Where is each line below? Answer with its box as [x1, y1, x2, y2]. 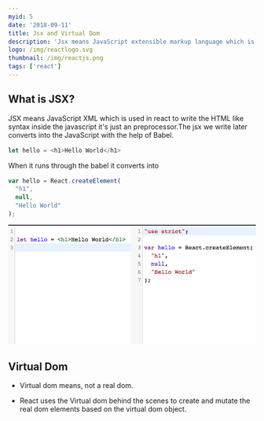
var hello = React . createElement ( [8, 177, 122, 185]
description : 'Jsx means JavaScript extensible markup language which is [8, 38, 255, 46]
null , [15, 194, 34, 201]
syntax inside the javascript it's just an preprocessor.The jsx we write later [8, 122, 247, 131]
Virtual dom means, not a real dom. [19, 381, 134, 390]
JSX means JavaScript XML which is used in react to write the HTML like [8, 113, 244, 123]
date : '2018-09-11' [8, 20, 72, 29]
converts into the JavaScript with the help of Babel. [8, 130, 174, 139]
